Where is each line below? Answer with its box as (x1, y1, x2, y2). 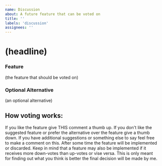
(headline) (5, 46, 47, 57)
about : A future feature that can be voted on (5, 12, 101, 17)
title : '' (5, 16, 25, 21)
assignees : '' (5, 25, 34, 30)
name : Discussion (5, 7, 40, 12)
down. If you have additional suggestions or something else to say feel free (5, 134, 155, 141)
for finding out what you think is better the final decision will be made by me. (5, 155, 158, 161)
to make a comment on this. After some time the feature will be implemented (5, 140, 157, 146)
